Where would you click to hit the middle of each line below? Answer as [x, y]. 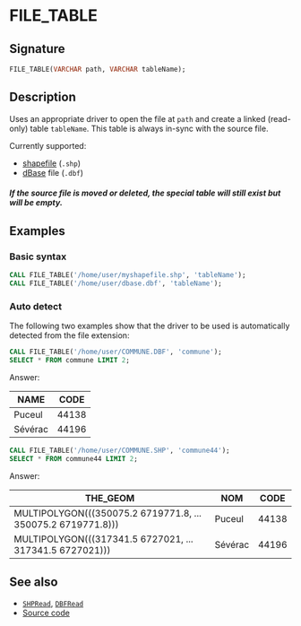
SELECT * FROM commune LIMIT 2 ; [69, 360]
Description [43, 97]
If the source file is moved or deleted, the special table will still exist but [145, 193]
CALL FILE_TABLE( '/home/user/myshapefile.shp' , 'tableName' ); [128, 274]
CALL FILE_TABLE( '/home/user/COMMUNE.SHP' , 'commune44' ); [120, 450]
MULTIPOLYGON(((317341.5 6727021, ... [104, 539]
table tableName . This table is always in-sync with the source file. [149, 128]
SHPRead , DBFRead [53, 604]
